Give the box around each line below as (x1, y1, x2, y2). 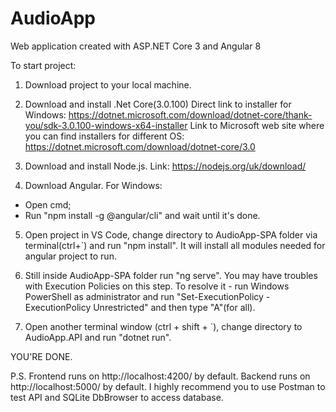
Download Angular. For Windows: (24, 179, 163, 191)
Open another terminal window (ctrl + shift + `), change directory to (24, 320, 303, 332)
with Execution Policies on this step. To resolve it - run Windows (24, 280, 290, 292)
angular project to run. (24, 250, 117, 262)
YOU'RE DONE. (10, 350, 73, 362)
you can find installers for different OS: (24, 130, 185, 142)
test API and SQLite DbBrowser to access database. (10, 391, 224, 403)
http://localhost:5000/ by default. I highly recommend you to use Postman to (10, 380, 326, 392)
